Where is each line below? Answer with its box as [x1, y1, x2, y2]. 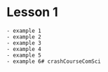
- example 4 [6, 45, 41, 52]
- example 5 [6, 52, 41, 59]
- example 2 [6, 33, 41, 41]
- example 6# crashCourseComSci [6, 57, 101, 65]
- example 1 [6, 27, 41, 34]
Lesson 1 [6, 4, 59, 20]
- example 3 [6, 39, 41, 46]
